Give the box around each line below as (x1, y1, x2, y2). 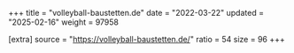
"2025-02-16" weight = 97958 (8, 17, 120, 27)
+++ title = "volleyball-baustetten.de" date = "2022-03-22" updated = (8, 8, 265, 18)
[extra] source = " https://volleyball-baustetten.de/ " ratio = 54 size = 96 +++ (8, 34, 285, 44)
